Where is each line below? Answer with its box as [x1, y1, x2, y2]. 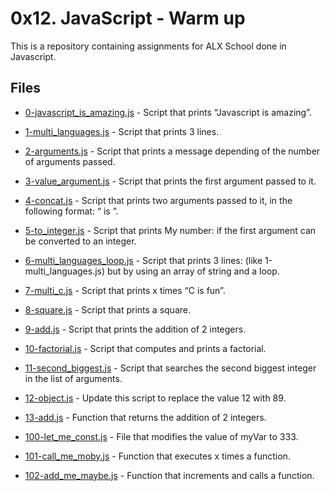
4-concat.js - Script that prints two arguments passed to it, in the [24, 194, 293, 206]
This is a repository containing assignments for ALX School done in [10, 40, 287, 52]
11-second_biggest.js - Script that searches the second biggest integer [24, 362, 317, 374]
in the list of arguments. [24, 372, 123, 384]
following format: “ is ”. [24, 205, 119, 217]
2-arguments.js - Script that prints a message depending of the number [24, 145, 321, 157]
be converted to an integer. [24, 235, 137, 247]
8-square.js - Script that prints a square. [24, 303, 191, 316]
